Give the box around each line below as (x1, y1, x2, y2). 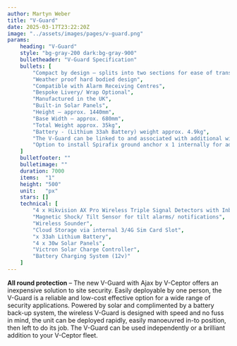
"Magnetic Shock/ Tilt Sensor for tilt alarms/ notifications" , (32, 214, 226, 221)
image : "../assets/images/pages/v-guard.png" (7, 30, 143, 37)
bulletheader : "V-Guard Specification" (20, 56, 138, 63)
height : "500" (20, 180, 61, 187)
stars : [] (20, 194, 49, 201)
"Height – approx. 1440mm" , (32, 109, 115, 116)
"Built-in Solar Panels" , (32, 102, 109, 109)
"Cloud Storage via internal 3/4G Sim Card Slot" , (32, 226, 185, 233)
